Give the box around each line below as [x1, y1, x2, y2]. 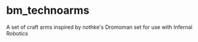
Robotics [6, 29, 28, 37]
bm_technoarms [6, 4, 90, 17]
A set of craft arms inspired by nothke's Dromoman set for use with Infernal [6, 23, 193, 31]
